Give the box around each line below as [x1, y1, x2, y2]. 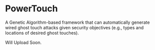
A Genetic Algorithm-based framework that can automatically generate [5, 19, 150, 25]
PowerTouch [5, 3, 58, 14]
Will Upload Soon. [5, 39, 42, 45]
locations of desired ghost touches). [5, 30, 79, 36]
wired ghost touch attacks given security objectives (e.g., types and [5, 24, 144, 30]
